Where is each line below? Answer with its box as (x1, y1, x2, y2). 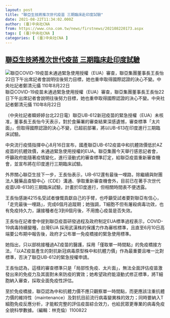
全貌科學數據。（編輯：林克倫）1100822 (5, 307, 87, 313)
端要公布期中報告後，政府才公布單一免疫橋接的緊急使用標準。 (5, 231, 134, 237)
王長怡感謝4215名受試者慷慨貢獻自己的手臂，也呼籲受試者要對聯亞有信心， (5, 195, 162, 201)
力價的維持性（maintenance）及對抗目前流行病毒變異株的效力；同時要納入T (5, 294, 163, 300)
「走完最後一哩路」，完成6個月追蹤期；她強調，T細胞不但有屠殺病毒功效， (5, 201, 159, 207)
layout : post (5, 7, 33, 13)
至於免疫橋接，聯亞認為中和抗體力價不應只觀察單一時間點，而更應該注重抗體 (5, 288, 165, 294)
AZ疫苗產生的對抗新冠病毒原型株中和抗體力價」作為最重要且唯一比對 (20, 248, 164, 254)
